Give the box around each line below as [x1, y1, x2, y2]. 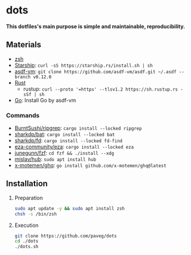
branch [14, 74, 31, 80]
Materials [6, 40, 41, 50]
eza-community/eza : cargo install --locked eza [14, 143, 134, 150]
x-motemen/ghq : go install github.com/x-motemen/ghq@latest [14, 162, 166, 169]
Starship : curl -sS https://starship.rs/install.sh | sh [14, 61, 153, 68]
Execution [14, 222, 39, 229]
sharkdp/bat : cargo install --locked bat [14, 131, 115, 138]
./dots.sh [14, 244, 39, 250]
